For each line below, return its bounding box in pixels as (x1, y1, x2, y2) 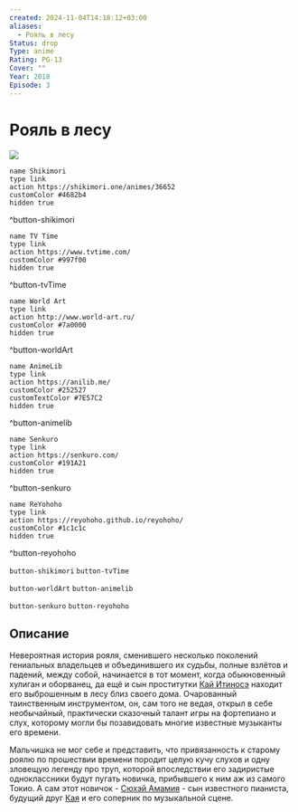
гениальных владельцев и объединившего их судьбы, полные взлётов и (9, 660, 289, 671)
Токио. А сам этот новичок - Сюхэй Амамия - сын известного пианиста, (9, 783, 289, 794)
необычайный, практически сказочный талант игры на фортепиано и (9, 708, 277, 719)
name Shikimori (9, 167, 67, 176)
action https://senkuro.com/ (9, 450, 119, 460)
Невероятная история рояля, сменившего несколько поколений (9, 650, 259, 661)
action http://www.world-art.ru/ (9, 312, 135, 321)
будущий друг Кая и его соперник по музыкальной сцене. (9, 793, 234, 804)
